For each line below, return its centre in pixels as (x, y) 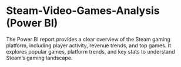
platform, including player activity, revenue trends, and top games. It (89, 45)
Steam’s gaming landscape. (39, 58)
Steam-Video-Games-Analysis (83, 11)
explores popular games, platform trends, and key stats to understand (90, 51)
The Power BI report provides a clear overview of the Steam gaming (88, 39)
